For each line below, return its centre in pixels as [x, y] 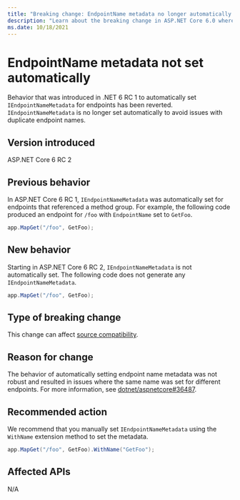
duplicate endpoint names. [46, 120]
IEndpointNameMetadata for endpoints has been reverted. [90, 105]
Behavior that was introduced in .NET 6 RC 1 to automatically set [102, 98]
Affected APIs [39, 472]
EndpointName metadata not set [105, 62]
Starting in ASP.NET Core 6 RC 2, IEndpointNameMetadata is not [100, 267]
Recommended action [57, 412]
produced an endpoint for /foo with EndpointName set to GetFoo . [100, 214]
